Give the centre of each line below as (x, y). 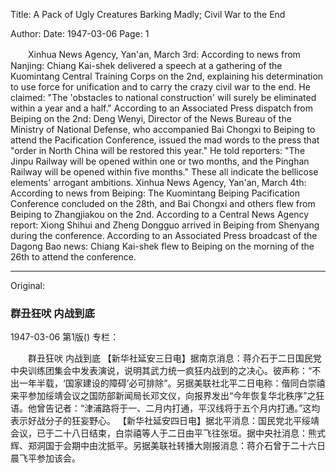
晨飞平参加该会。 (45, 458)
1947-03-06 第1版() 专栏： (64, 337)
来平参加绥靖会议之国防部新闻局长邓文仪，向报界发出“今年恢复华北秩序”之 (163, 396)
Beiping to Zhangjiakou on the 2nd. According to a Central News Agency (160, 214)
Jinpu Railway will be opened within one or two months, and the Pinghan (160, 161)
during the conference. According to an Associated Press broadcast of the (164, 235)
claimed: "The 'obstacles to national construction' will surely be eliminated (163, 97)
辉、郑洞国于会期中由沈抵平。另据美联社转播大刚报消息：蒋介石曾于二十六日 (168, 446)
